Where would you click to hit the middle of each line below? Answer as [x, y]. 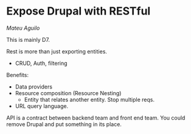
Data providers [34, 87]
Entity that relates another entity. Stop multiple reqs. [89, 99]
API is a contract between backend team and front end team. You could [96, 118]
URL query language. [42, 106]
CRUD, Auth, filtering [41, 63]
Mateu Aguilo [23, 28]
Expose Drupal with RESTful [78, 11]
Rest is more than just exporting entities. [57, 51]
